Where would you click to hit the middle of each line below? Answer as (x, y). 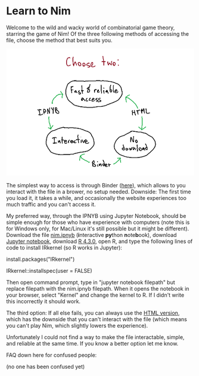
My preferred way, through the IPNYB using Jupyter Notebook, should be (96, 216)
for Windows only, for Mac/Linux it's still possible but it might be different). (98, 229)
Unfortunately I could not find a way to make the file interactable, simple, (95, 337)
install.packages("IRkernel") (41, 259)
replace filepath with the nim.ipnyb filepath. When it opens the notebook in (98, 289)
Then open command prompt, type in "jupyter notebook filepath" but (91, 282)
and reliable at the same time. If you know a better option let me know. (92, 344)
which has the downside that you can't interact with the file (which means (97, 319)
